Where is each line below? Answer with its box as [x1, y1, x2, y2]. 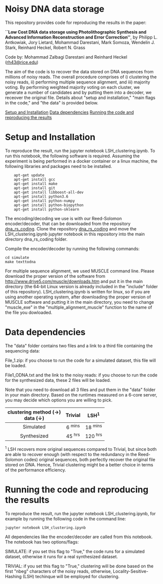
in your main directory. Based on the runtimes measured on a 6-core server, [5, 392, 157, 397]
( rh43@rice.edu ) [5, 59, 39, 65]
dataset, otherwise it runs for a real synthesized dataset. [5, 554, 118, 560]
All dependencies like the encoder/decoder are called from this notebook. [5, 534, 153, 540]
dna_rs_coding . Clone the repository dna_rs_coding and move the [5, 226, 137, 231]
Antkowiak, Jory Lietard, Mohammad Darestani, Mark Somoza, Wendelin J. [5, 39, 155, 45]
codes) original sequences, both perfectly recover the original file [24, 457, 156, 462]
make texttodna [5, 259, 36, 264]
